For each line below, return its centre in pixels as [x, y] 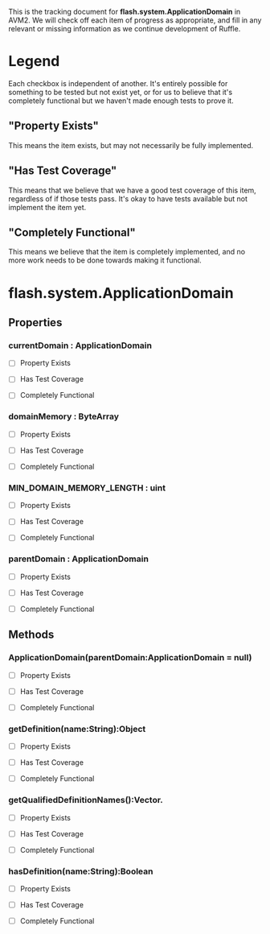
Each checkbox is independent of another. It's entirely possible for [118, 83]
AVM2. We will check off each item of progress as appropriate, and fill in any [135, 20]
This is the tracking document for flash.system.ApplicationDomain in [125, 12]
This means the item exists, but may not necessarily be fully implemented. [131, 145]
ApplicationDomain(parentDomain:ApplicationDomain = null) [130, 658]
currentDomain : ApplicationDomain [80, 345]
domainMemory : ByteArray [63, 416]
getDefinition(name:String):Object [77, 729]
